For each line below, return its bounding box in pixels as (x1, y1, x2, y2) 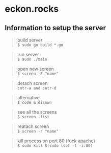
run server (17, 52, 39, 57)
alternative (17, 95, 40, 100)
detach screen (17, 80, 48, 86)
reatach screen (17, 123, 49, 129)
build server (17, 37, 43, 43)
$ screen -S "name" (17, 71, 59, 76)
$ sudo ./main (17, 57, 47, 62)
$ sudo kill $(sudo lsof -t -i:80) (17, 143, 93, 148)
